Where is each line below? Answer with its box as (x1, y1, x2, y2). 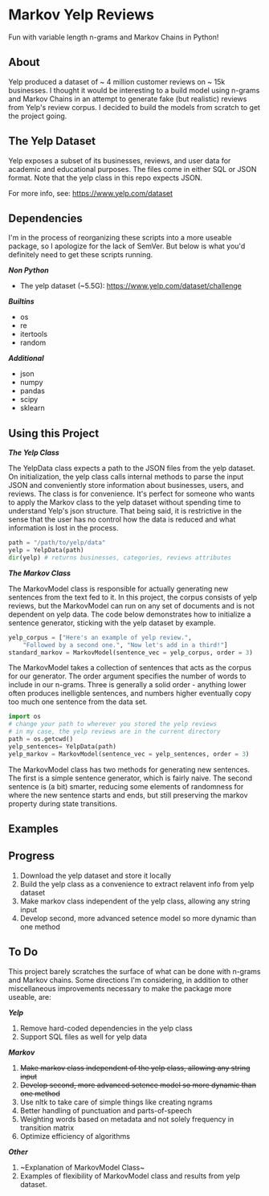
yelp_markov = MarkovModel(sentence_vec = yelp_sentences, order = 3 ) (8, 750, 250, 758)
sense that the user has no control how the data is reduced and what (8, 514, 236, 524)
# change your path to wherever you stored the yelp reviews (8, 720, 218, 728)
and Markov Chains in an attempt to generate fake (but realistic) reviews (8, 94, 247, 104)
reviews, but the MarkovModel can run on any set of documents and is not (8, 600, 255, 610)
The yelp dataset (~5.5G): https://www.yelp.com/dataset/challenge (19, 281, 243, 291)
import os (8, 713, 42, 721)
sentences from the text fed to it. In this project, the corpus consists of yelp (8, 592, 258, 602)
